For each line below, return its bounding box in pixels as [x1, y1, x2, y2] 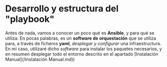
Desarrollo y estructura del [5, 3, 119, 14]
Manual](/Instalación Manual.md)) [5, 56, 75, 62]
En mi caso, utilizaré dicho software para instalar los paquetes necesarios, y [5, 46, 162, 52]
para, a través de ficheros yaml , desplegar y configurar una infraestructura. [5, 40, 161, 46]
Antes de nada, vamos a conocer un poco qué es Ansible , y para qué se [5, 30, 154, 36]
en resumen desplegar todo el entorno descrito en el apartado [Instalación [5, 51, 158, 57]
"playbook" [5, 13, 55, 25]
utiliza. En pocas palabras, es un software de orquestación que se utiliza [5, 35, 156, 41]
